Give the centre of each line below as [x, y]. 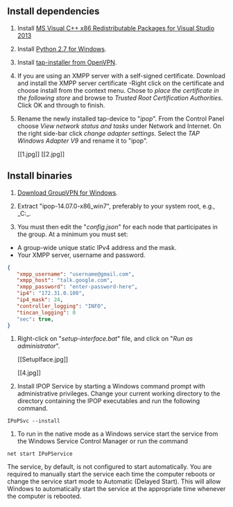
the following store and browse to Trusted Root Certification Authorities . [120, 98]
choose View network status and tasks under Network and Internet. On [119, 126]
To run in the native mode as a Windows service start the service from [118, 434]
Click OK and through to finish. [61, 105]
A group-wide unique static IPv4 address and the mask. [97, 247]
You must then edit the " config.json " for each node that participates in [118, 226]
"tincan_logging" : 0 [46, 312]
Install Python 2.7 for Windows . [62, 48]
